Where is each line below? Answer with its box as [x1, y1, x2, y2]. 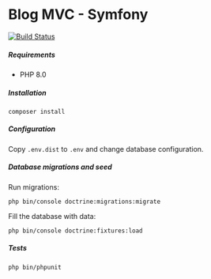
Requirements [8, 50, 55, 59]
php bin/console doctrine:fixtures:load [8, 227, 144, 235]
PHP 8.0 [19, 70, 47, 79]
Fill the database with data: [8, 211, 96, 221]
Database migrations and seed [8, 162, 112, 172]
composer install [8, 107, 66, 115]
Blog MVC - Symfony [8, 6, 149, 24]
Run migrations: [8, 182, 59, 191]
